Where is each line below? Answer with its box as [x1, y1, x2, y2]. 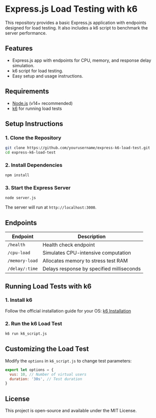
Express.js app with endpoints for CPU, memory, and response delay [12, 57, 152, 63]
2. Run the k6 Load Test [5, 320, 62, 327]
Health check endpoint [42, 241, 95, 248]
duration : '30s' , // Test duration [9, 376, 82, 381]
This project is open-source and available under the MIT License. [5, 408, 137, 414]
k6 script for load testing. [12, 68, 63, 74]
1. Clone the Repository [5, 134, 61, 141]
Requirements [5, 87, 49, 96]
